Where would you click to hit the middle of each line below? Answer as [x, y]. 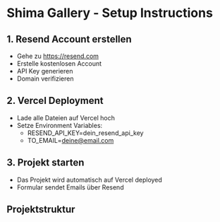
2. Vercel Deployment [55, 101]
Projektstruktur [41, 210]
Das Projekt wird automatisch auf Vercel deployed [90, 180]
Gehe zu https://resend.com [58, 56]
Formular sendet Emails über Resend [70, 187]
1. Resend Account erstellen [69, 39]
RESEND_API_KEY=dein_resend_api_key [85, 133]
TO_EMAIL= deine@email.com [71, 140]
